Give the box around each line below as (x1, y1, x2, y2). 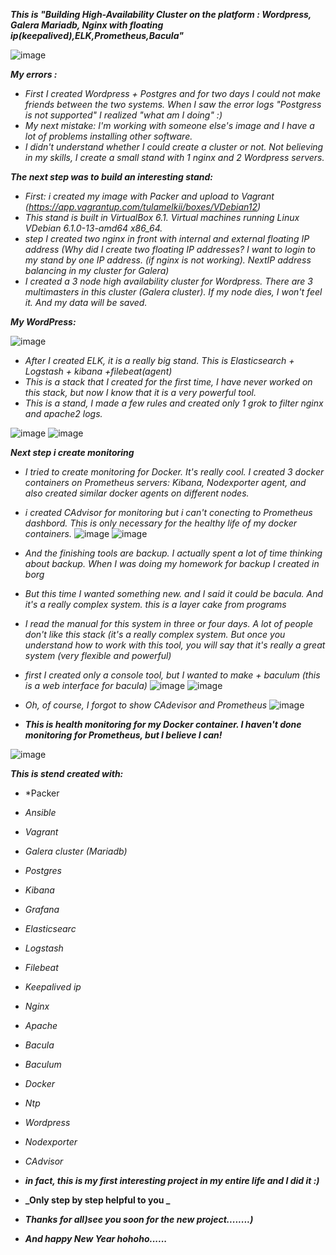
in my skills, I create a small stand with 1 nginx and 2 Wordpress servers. (24, 152, 325, 163)
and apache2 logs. (24, 408, 103, 419)
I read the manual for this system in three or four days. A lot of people (24, 618, 313, 629)
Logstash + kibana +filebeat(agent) (24, 365, 173, 377)
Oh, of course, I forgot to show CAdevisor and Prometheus (24, 699, 268, 711)
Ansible (24, 807, 57, 818)
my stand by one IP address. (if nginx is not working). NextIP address (24, 254, 312, 266)
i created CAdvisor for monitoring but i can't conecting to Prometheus (24, 507, 313, 518)
